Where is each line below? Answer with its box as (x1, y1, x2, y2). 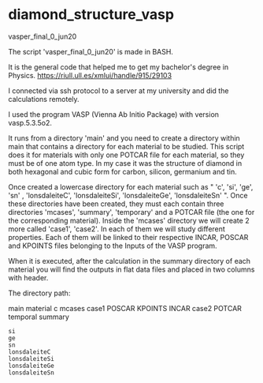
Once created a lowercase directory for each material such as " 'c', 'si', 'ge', (8, 182, 254, 191)
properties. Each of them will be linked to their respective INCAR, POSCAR (8, 232, 249, 242)
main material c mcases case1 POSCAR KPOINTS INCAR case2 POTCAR (8, 303, 243, 313)
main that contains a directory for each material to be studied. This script (8, 141, 245, 151)
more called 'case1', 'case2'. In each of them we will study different (8, 223, 226, 234)
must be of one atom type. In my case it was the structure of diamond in (8, 158, 243, 167)
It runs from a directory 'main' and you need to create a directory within (8, 133, 240, 143)
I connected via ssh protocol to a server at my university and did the (8, 85, 229, 96)
